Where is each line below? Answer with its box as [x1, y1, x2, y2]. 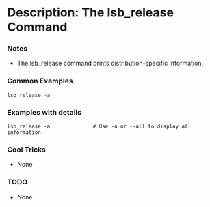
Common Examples [7, 77, 73, 86]
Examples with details [7, 107, 82, 117]
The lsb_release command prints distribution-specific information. [16, 59, 204, 68]
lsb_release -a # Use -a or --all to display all [7, 123, 192, 130]
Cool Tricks [7, 145, 46, 154]
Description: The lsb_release [7, 5, 174, 20]
